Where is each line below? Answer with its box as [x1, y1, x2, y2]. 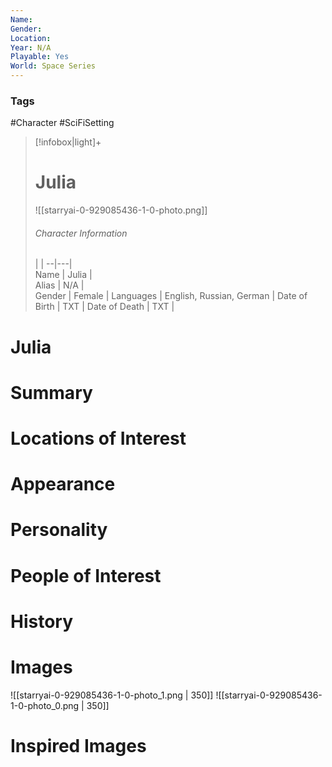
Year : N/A [10, 42, 52, 53]
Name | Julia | [34, 269, 93, 281]
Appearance [10, 473, 116, 496]
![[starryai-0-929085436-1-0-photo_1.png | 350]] [10, 689, 214, 701]
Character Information [34, 227, 128, 239]
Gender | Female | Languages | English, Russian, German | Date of [34, 290, 308, 302]
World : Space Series [10, 61, 97, 71]
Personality [10, 519, 108, 541]
